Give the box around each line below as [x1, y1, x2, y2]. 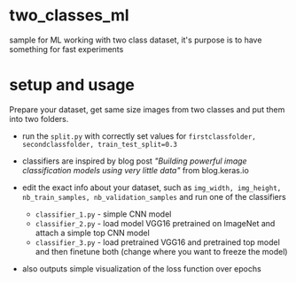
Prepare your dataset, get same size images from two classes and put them [9, 103, 285, 115]
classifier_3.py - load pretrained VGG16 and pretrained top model [35, 236, 281, 248]
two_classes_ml [9, 5, 130, 26]
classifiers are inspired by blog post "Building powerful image [21, 156, 247, 166]
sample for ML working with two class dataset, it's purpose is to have [9, 34, 262, 45]
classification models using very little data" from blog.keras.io [21, 164, 250, 175]
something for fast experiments [9, 43, 124, 54]
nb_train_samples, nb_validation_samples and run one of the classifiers [21, 191, 286, 202]
